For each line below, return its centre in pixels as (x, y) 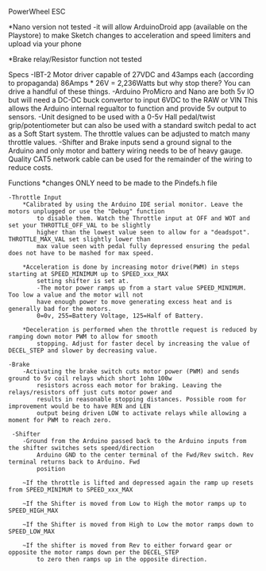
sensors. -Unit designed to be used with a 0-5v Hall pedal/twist (112, 117)
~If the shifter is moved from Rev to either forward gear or (127, 546)
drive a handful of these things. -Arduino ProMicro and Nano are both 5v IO (131, 91)
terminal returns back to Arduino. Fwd (74, 462)
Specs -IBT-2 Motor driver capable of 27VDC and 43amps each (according (131, 74)
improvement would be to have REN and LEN (79, 406)
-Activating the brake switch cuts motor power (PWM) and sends (131, 371)
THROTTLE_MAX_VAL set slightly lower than (79, 239)
